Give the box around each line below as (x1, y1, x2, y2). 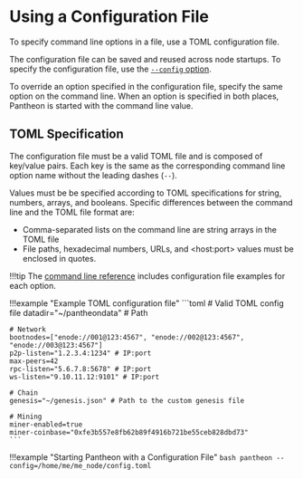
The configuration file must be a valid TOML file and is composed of (9, 150, 263, 161)
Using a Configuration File (9, 6, 210, 27)
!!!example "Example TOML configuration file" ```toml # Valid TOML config (9, 297, 285, 309)
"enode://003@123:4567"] (9, 340, 103, 350)
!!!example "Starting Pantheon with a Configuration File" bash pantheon (9, 451, 273, 463)
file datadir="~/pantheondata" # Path (9, 307, 148, 318)
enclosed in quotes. (22, 253, 97, 263)
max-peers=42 (9, 356, 59, 366)
